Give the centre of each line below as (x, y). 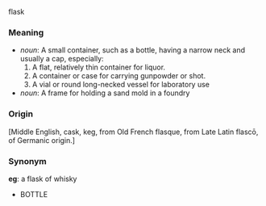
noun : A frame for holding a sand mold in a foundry (105, 93)
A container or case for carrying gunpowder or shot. (119, 76)
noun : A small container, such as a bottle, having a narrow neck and (133, 50)
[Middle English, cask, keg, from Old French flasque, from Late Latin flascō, (133, 132)
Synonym (27, 161)
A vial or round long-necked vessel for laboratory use (121, 85)
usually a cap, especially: (62, 59)
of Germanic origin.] (42, 140)
